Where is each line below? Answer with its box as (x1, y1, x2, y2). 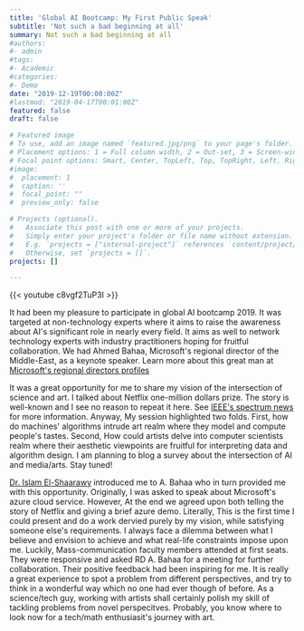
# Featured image (9, 131, 75, 141)
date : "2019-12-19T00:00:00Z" (9, 89, 124, 98)
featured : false (9, 106, 71, 115)
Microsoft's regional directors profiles (9, 364, 150, 376)
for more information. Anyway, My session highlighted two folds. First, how (9, 412, 289, 422)
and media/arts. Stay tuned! (9, 460, 113, 471)
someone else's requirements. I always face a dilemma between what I (9, 525, 273, 536)
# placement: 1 (9, 173, 71, 182)
